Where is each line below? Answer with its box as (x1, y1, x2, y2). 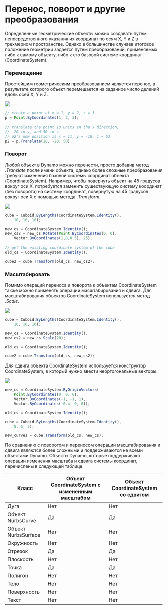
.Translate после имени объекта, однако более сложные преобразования (5, 167, 163, 173)
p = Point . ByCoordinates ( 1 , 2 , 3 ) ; (5, 115, 79, 120)
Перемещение (5, 69, 43, 76)
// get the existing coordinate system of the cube (5, 245, 115, 250)
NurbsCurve (7, 517, 36, 524)
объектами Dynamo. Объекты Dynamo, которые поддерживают (5, 453, 141, 459)
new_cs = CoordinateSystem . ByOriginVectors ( (5, 387, 99, 392)
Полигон (7, 572, 28, 579)
